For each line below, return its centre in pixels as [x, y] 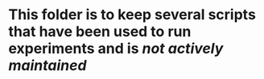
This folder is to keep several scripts [132, 15]
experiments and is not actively [116, 49]
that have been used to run [100, 32]
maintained [47, 66]
